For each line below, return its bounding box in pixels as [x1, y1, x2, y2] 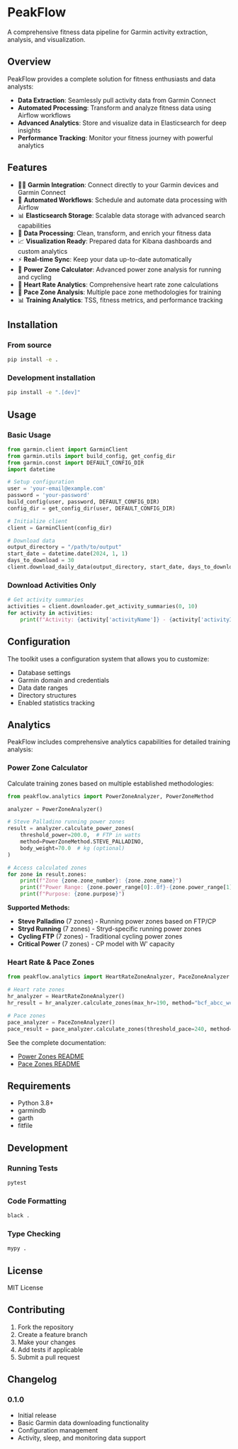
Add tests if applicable [17, 1345, 84, 1354]
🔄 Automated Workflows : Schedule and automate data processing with [17, 196, 227, 204]
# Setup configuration [7, 479, 74, 486]
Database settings [17, 668, 71, 677]
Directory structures [17, 690, 76, 699]
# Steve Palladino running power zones [7, 818, 125, 826]
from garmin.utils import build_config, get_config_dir [7, 452, 176, 459]
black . [7, 1212, 30, 1219]
